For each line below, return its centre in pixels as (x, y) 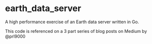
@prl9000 (15, 36)
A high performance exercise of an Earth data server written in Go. (72, 22)
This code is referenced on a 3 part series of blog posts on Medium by (76, 31)
